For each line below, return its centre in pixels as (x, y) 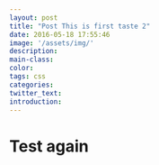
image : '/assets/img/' (52, 43)
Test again (49, 146)
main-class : (31, 60)
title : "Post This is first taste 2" (80, 26)
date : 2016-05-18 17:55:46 (60, 34)
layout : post (34, 18)
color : (22, 69)
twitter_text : (36, 93)
